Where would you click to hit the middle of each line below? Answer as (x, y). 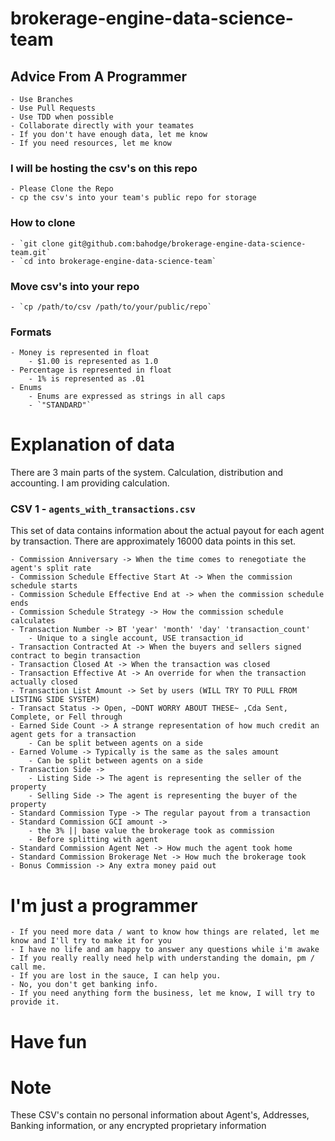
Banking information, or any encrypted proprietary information (138, 1126)
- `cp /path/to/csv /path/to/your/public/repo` (111, 307)
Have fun (49, 1041)
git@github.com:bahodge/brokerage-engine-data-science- (187, 243)
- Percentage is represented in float (91, 370)
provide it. (35, 1002)
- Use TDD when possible (62, 117)
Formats (31, 332)
